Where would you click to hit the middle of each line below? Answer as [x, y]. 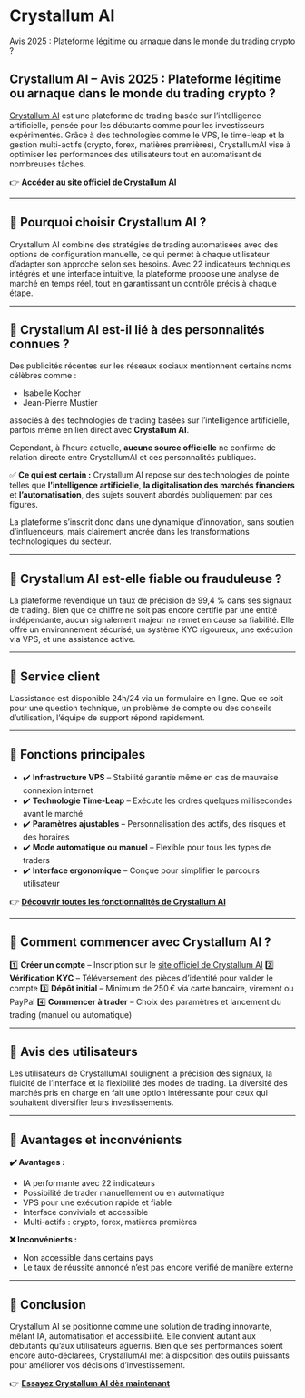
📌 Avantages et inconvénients [96, 1139]
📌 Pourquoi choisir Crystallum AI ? [108, 222]
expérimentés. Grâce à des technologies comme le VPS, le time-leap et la [147, 135]
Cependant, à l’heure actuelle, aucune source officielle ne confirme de [143, 448]
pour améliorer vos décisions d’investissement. [98, 1365]
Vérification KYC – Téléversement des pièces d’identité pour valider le [142, 978]
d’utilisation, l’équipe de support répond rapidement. [107, 718]
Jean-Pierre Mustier [60, 403]
